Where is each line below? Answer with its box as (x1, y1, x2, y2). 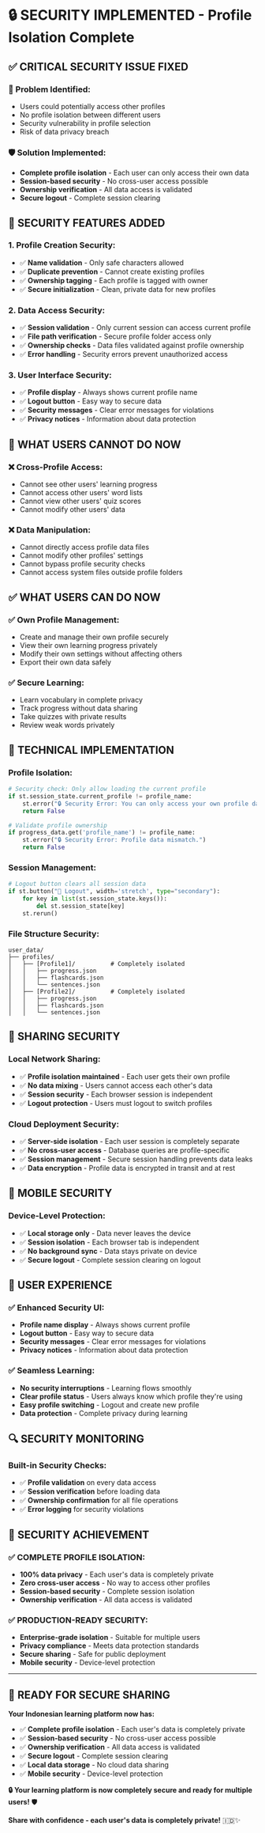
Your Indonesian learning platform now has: (8, 1710, 155, 1719)
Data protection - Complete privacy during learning (19, 1408, 188, 1418)
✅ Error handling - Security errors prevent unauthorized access (19, 350, 229, 359)
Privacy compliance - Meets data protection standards (19, 1641, 200, 1650)
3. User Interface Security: (8, 369, 112, 381)
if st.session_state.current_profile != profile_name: (8, 792, 192, 800)
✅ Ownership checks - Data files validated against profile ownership (19, 341, 244, 350)
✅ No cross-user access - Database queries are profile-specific (19, 1146, 230, 1155)
